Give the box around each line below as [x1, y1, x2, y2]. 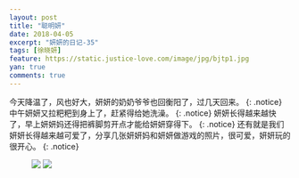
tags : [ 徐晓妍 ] [9, 46, 62, 55]
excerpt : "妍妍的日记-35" [9, 37, 99, 47]
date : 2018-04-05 [9, 29, 74, 38]
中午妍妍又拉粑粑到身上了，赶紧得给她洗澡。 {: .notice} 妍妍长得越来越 [9, 108, 270, 118]
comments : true [9, 71, 66, 80]
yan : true [9, 63, 46, 72]
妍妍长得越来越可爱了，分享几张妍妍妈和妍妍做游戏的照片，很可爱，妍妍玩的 [9, 130, 291, 141]
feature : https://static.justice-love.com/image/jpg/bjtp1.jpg [9, 54, 250, 63]
